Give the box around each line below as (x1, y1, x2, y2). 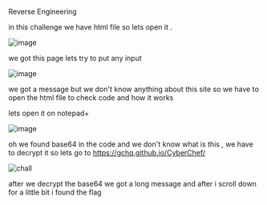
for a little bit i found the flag (8, 187, 102, 197)
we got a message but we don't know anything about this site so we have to (8, 84, 259, 94)
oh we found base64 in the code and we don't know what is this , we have (8, 139, 254, 149)
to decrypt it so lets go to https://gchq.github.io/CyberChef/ (8, 148, 206, 157)
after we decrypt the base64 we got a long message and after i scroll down (8, 179, 257, 188)
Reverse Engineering (8, 7, 78, 16)
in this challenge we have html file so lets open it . (8, 22, 172, 31)
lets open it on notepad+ (8, 108, 90, 118)
